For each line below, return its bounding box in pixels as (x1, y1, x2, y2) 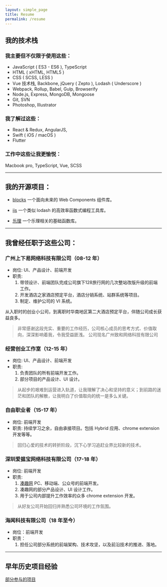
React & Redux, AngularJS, (12, 127, 68, 133)
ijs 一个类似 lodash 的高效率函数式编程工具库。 (12, 207, 108, 213)
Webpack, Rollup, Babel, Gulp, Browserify (12, 86, 98, 92)
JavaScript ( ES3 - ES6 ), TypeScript (12, 64, 87, 70)
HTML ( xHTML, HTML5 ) (12, 69, 65, 75)
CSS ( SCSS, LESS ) (12, 75, 53, 81)
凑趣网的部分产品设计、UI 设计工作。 (19, 487, 95, 492)
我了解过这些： (5, 115, 41, 122)
